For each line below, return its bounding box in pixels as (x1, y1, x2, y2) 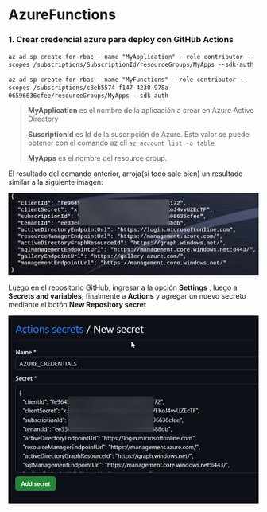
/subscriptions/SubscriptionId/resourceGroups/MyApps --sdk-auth (33, 61, 254, 69)
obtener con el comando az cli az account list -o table (27, 138, 215, 148)
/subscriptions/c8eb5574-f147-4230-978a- (33, 84, 172, 92)
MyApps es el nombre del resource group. (27, 154, 168, 163)
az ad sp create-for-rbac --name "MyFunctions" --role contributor (8, 76, 237, 84)
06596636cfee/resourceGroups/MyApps (8, 92, 130, 100)
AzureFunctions (8, 6, 117, 24)
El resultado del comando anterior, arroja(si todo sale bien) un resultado (8, 169, 243, 178)
